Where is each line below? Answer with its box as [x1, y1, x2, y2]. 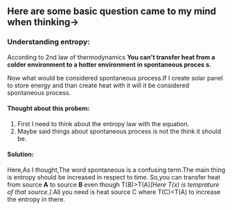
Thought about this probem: [7, 104, 90, 113]
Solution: [7, 150, 35, 159]
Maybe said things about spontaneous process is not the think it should [17, 127, 222, 135]
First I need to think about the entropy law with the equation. [17, 119, 190, 128]
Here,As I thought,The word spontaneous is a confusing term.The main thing [7, 166, 226, 174]
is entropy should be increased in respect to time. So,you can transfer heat [7, 173, 221, 182]
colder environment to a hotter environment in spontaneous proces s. [7, 60, 212, 69]
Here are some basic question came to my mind [7, 6, 217, 17]
